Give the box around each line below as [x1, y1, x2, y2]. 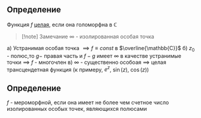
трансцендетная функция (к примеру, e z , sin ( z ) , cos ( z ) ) [7, 65, 149, 73]
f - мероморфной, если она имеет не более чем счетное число [7, 99, 169, 106]
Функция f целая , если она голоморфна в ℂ [7, 21, 117, 28]
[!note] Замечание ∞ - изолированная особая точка [21, 33, 154, 40]
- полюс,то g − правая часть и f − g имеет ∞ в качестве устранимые [7, 52, 182, 59]
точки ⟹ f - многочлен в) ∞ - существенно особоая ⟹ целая [7, 58, 166, 66]
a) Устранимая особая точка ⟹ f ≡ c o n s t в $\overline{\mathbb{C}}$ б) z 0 [7, 44, 195, 53]
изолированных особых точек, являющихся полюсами [7, 105, 147, 113]
